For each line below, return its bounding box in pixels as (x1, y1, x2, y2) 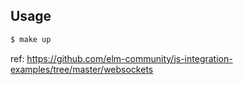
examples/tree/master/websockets (10, 63, 154, 75)
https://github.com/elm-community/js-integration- (26, 52, 233, 64)
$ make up (10, 34, 52, 44)
